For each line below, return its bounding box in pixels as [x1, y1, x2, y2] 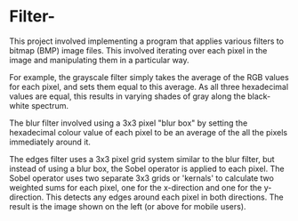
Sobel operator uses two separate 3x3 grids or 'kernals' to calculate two [9, 172, 274, 184]
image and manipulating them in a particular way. [9, 54, 189, 65]
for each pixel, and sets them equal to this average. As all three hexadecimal [9, 81, 289, 92]
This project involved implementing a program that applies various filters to [9, 36, 285, 46]
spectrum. [30, 100, 69, 110]
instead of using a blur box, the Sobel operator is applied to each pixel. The [9, 163, 285, 174]
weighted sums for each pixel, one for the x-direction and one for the [9, 182, 262, 192]
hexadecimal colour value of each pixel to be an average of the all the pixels [9, 127, 287, 137]
